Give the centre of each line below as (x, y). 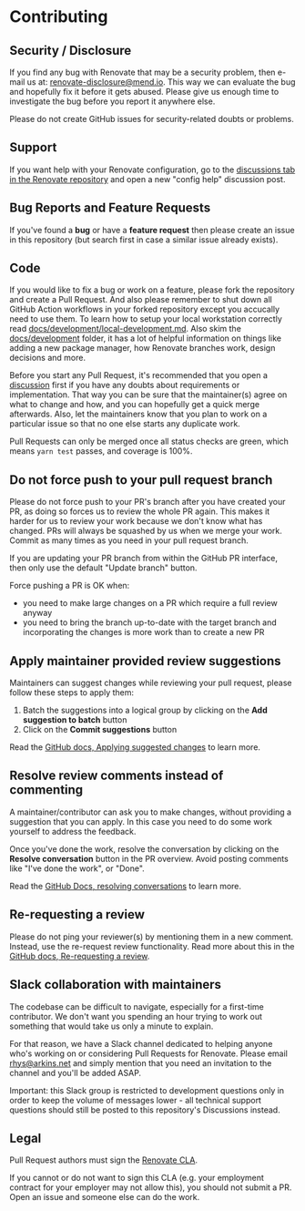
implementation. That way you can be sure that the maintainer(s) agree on (148, 395)
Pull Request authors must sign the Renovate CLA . (104, 1160)
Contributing (59, 17)
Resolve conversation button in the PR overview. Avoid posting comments (149, 858)
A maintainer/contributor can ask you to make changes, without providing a (151, 812)
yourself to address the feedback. (73, 831)
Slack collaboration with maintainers (115, 985)
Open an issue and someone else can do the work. (105, 1197)
